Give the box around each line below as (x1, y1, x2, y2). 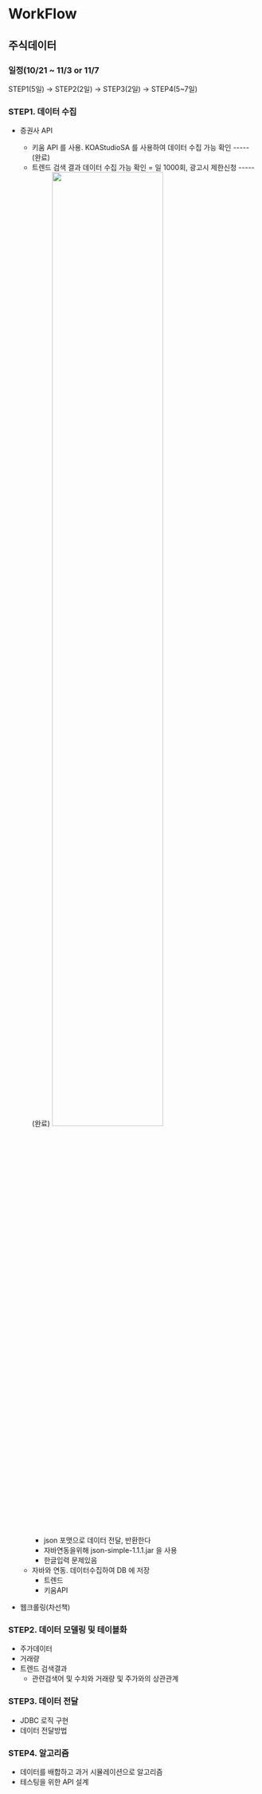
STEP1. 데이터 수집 (8, 105, 77, 117)
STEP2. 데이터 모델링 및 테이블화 (8, 1625, 127, 1636)
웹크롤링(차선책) (19, 1602, 71, 1612)
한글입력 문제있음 (43, 1555, 98, 1566)
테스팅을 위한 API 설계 (19, 1777, 89, 1787)
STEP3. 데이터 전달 (8, 1696, 79, 1707)
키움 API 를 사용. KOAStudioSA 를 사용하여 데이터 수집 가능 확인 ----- (31, 143, 249, 153)
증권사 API (19, 125, 53, 136)
